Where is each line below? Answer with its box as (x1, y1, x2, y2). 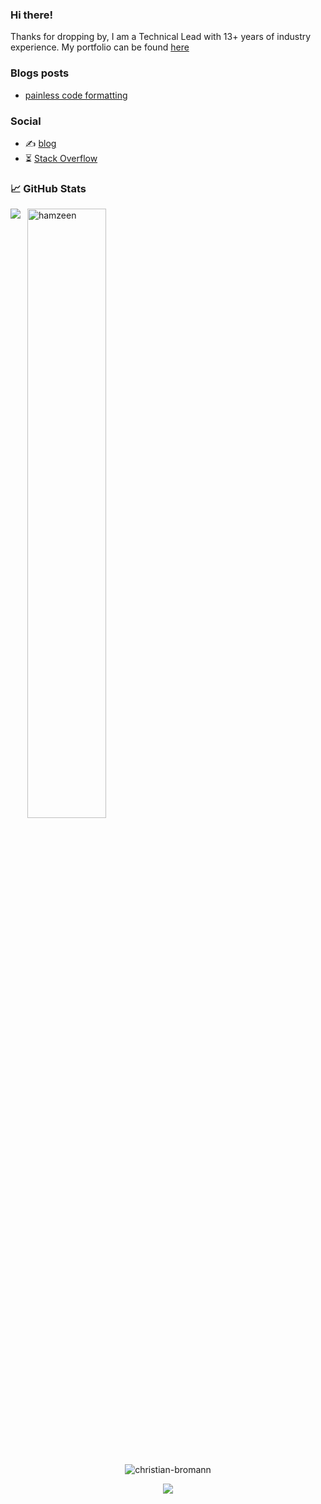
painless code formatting (24, 89, 128, 101)
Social (10, 114, 42, 128)
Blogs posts (10, 66, 70, 80)
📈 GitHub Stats (10, 181, 87, 195)
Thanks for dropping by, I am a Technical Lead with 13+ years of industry (10, 31, 312, 43)
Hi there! (10, 8, 54, 22)
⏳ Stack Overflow (24, 152, 98, 164)
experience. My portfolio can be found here (10, 41, 190, 53)
